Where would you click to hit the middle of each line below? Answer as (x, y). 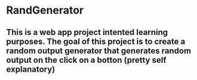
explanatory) (31, 69)
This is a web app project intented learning (87, 32)
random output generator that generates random (99, 51)
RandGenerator (45, 10)
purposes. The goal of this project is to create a (96, 41)
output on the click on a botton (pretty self (86, 60)
